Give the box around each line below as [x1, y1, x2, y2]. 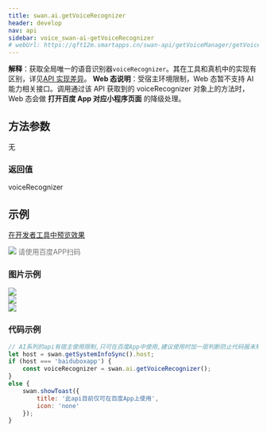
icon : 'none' [37, 402, 80, 410]
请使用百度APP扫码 [17, 247, 81, 257]
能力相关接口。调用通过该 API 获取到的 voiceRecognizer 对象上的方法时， [8, 84, 250, 94]
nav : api [8, 26, 37, 34]
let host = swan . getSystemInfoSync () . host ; [8, 350, 155, 358]
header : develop [8, 19, 62, 27]
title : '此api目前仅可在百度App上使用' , [37, 395, 159, 403]
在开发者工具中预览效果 [8, 230, 85, 239]
